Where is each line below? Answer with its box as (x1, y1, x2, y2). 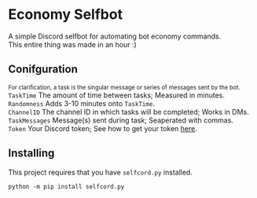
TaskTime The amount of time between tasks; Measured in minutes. (8, 90, 226, 100)
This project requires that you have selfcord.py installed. (8, 167, 193, 177)
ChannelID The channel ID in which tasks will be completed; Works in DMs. (8, 107, 249, 116)
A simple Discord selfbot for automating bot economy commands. (8, 31, 222, 41)
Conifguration (8, 63, 79, 76)
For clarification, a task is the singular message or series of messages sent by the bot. (8, 83, 240, 91)
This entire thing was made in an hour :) (8, 39, 138, 49)
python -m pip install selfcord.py (8, 182, 125, 190)
